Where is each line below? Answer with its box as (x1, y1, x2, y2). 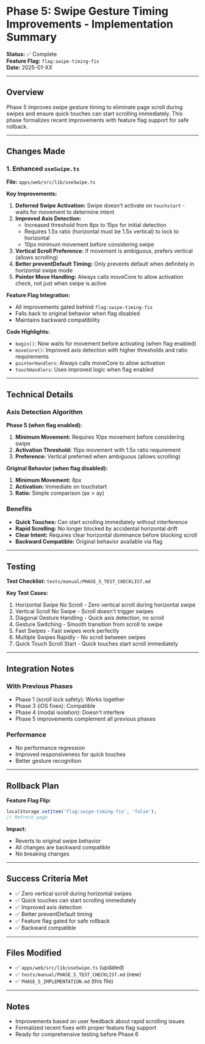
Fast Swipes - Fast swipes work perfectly (15, 627, 120, 635)
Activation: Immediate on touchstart (15, 483, 107, 491)
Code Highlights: (6, 328, 50, 336)
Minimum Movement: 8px (15, 477, 82, 484)
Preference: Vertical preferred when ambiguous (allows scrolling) (15, 453, 181, 460)
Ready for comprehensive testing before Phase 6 (15, 1031, 139, 1038)
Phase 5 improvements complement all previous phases (15, 715, 156, 722)
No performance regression (15, 744, 85, 752)
